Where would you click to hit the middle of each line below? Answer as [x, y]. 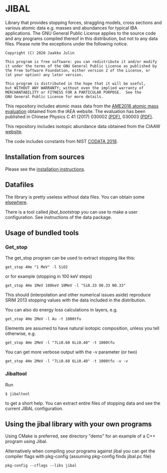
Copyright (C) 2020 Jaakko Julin [40, 53]
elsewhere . [16, 202]
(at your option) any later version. [44, 75]
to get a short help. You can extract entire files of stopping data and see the [83, 403]
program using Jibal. [26, 441]
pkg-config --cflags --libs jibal [41, 465]
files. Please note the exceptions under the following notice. [67, 43]
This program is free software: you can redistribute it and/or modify [81, 61]
